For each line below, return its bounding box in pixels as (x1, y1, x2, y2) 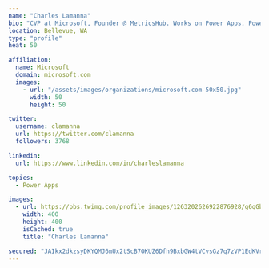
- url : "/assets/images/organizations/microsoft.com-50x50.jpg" (22, 86, 242, 94)
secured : (8, 247, 38, 255)
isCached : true (22, 225, 74, 233)
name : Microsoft (15, 63, 70, 72)
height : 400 (22, 218, 62, 226)
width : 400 (22, 210, 59, 218)
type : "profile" (8, 34, 62, 42)
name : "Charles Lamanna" (8, 11, 91, 20)
